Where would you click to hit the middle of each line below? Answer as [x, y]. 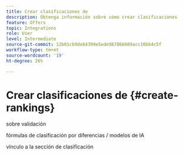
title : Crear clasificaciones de [47, 11]
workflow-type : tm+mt [33, 50]
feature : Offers [26, 22]
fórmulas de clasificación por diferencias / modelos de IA [75, 136]
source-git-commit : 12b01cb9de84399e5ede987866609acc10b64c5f [84, 45]
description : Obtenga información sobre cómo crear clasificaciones [92, 17]
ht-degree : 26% [25, 61]
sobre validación [26, 124]
